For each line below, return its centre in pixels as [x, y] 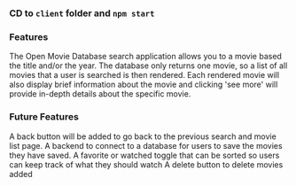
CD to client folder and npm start [82, 13]
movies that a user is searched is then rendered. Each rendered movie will [144, 75]
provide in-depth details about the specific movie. [100, 94]
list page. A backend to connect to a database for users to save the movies [146, 145]
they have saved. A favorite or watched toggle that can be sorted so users [144, 155]
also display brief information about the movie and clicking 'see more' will [144, 85]
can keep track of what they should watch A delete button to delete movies [146, 164]
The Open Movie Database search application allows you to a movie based [145, 57]
